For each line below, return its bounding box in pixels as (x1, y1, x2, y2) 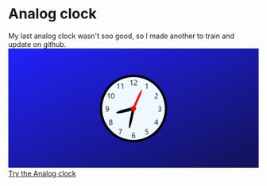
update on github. (8, 39, 67, 48)
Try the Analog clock (8, 169, 77, 179)
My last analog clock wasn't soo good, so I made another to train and (8, 31, 234, 41)
